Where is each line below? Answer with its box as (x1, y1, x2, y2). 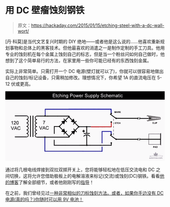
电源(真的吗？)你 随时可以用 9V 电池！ (5, 196, 83, 202)
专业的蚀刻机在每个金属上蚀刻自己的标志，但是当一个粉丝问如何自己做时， (5, 51, 160, 57)
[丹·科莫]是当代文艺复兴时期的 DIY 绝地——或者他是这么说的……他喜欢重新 (5, 38, 160, 45)
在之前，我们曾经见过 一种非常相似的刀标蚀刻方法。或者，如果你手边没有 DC (5, 190, 164, 196)
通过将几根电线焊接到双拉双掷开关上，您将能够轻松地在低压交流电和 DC (5, 167, 155, 173)
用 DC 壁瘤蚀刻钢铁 (5, 5, 85, 16)
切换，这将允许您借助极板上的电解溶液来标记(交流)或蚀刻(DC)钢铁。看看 (9, 173, 160, 179)
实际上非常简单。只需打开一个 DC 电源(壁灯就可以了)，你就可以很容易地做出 (5, 68, 164, 74)
